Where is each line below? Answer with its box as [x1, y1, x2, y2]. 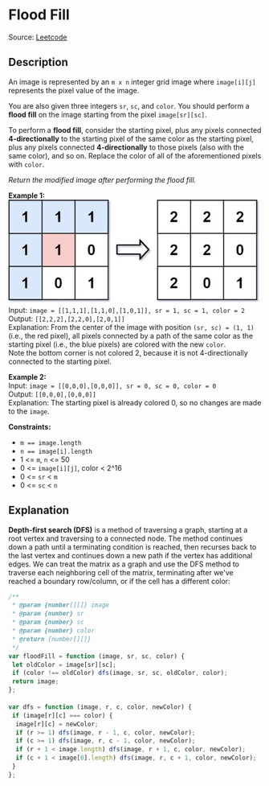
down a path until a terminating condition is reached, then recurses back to [8, 541, 257, 552]
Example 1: [8, 191, 46, 200]
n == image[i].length [19, 447, 92, 455]
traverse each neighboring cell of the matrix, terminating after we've [8, 567, 234, 577]
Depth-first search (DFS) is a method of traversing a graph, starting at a [8, 525, 248, 534]
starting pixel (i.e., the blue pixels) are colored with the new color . [8, 340, 226, 349]
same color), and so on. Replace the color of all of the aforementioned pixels [8, 150, 262, 160]
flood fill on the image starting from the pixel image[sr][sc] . [8, 109, 207, 119]
